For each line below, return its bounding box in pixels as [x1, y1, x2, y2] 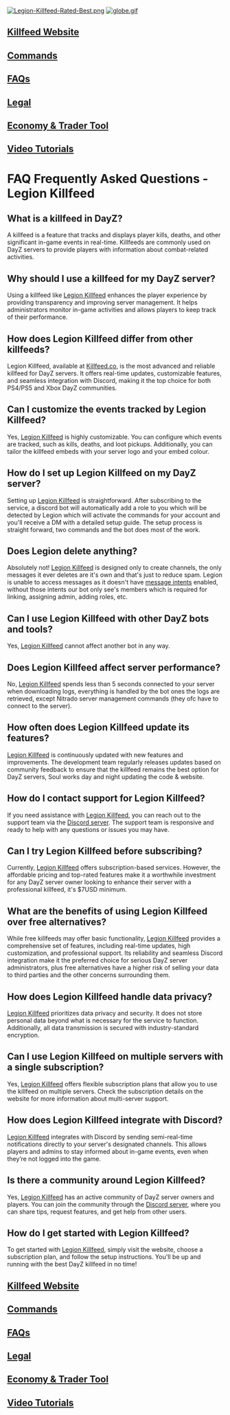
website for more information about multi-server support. [7, 1094, 169, 1103]
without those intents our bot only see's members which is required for [7, 585, 207, 594]
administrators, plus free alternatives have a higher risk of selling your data [7, 963, 219, 972]
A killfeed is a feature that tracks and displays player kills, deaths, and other [7, 231, 221, 239]
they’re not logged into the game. [7, 1154, 102, 1163]
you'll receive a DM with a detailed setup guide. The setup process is [7, 518, 203, 526]
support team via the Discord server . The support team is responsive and [7, 818, 214, 826]
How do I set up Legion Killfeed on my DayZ [7, 468, 196, 479]
